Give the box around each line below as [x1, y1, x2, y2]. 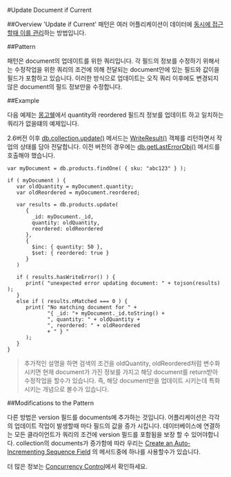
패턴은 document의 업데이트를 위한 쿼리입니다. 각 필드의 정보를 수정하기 [7, 57, 201, 65]
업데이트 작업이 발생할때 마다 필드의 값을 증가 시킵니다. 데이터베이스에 [14, 422, 202, 430]
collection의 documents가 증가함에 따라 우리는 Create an [16, 439, 174, 447]
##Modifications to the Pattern [7, 399, 94, 407]
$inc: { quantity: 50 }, [32, 244, 103, 251]
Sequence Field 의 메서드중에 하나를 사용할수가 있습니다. [46, 448, 201, 456]
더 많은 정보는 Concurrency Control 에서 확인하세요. [7, 463, 148, 470]
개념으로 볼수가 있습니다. [42, 385, 109, 393]
